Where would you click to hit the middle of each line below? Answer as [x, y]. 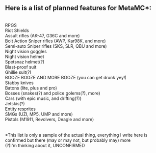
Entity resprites [20, 109]
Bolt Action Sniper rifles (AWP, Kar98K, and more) [56, 41]
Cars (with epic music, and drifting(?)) [43, 98]
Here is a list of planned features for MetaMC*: [78, 8]
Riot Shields [17, 30]
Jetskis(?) [15, 103]
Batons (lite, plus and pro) [31, 88]
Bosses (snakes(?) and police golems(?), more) [53, 93]
